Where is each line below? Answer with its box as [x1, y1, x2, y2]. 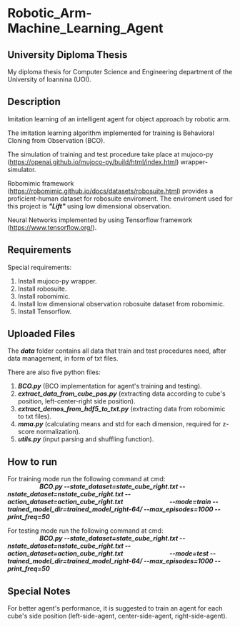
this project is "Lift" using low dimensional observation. [7, 201, 171, 210]
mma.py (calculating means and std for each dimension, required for [17, 420, 221, 428]
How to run [7, 456, 58, 468]
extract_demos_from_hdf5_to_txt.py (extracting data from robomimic [17, 405, 226, 413]
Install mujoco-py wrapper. [17, 276, 98, 285]
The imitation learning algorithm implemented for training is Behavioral [7, 129, 214, 137]
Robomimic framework [7, 179, 74, 187]
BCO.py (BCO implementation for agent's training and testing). [17, 382, 202, 391]
